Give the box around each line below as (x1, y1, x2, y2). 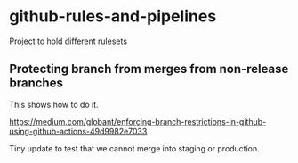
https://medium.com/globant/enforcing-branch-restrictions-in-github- (9, 116, 267, 126)
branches (9, 76, 64, 91)
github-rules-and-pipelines (9, 6, 217, 27)
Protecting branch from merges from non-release (9, 61, 289, 77)
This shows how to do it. (9, 99, 100, 110)
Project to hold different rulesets (9, 36, 127, 46)
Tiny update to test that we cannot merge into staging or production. (9, 143, 260, 153)
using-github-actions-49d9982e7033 (9, 126, 148, 136)
